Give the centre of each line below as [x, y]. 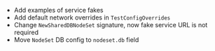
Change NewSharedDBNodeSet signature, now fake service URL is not [111, 25]
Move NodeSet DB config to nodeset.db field [76, 40]
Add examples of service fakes [58, 10]
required [26, 32]
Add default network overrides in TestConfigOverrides [92, 17]
